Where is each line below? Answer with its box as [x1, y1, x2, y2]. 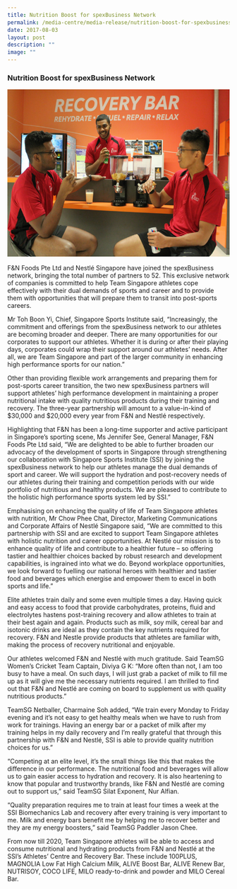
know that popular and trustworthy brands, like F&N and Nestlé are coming [7, 779, 225, 788]
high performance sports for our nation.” [7, 360, 125, 369]
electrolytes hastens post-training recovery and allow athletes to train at [7, 611, 217, 619]
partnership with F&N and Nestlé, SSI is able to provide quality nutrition [7, 736, 214, 745]
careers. [7, 302, 32, 310]
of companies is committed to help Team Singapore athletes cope [7, 279, 199, 287]
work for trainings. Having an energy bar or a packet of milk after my [7, 721, 207, 729]
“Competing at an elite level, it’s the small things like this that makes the [7, 757, 215, 766]
